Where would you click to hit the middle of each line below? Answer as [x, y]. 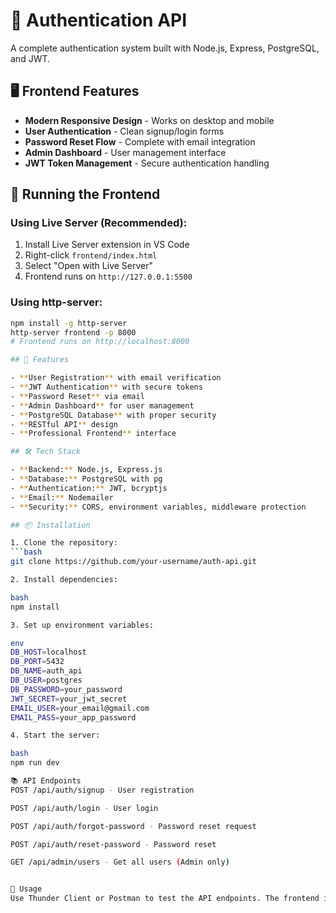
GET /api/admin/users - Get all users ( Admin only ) [120, 862]
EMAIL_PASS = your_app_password [73, 717]
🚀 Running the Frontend [85, 194]
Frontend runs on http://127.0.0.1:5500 [108, 276]
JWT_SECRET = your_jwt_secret [69, 699]
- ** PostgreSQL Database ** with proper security [113, 415]
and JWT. [30, 58]
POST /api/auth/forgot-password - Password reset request [133, 826]
